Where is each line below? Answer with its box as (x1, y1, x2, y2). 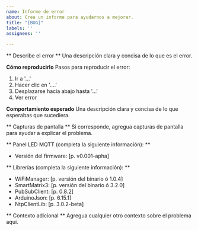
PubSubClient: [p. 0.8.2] (14, 188, 74, 195)
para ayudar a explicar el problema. (6, 130, 93, 137)
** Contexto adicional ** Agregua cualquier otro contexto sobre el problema (6, 212, 191, 219)
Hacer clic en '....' (14, 81, 58, 89)
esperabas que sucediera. (6, 112, 70, 119)
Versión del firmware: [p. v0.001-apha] (14, 152, 110, 160)
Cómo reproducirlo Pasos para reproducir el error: (6, 63, 130, 71)
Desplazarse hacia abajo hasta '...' (14, 88, 98, 95)
